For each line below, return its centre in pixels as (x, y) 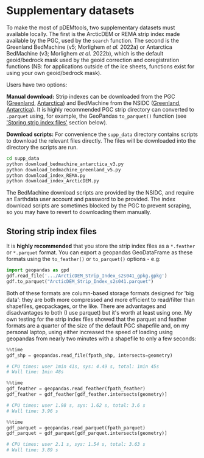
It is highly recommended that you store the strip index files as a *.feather (101, 246)
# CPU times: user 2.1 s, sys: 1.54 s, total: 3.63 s (76, 445)
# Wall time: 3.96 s (33, 411)
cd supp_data (23, 158)
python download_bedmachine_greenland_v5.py (64, 170)
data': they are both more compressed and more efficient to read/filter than (100, 299)
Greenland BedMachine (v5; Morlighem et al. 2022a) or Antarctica (89, 47)
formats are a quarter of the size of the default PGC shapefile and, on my (98, 325)
